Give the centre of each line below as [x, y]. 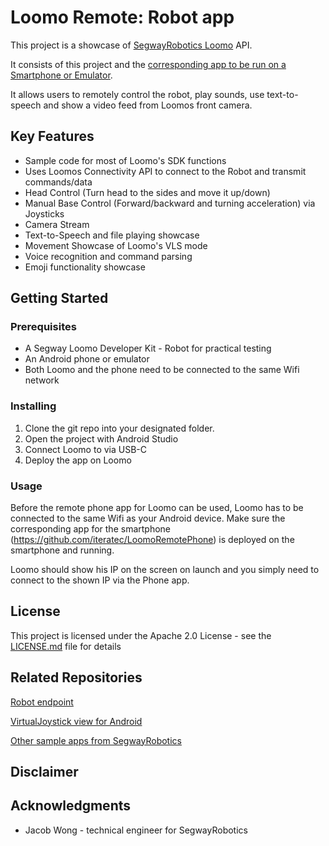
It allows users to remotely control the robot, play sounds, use [137, 94]
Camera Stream [57, 224]
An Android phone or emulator [87, 359]
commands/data [58, 182]
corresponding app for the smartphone [91, 529]
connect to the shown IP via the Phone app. [100, 580]
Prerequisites [43, 327]
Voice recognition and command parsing [108, 256]
